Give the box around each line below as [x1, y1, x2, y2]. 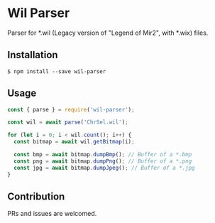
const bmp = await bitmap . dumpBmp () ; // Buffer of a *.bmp [13, 151, 192, 158]
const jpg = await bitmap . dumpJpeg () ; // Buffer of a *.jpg [13, 164, 195, 171]
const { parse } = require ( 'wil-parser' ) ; [7, 106, 135, 113]
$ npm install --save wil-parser [7, 67, 106, 75]
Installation [7, 49, 58, 61]
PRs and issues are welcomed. [7, 210, 97, 218]
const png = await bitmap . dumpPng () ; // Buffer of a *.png [13, 158, 192, 165]
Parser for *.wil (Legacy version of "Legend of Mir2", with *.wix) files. [7, 28, 209, 37]
